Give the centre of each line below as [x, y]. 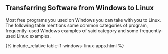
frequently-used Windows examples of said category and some [72, 31]
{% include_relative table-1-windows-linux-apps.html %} [65, 46]
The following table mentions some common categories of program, [77, 25]
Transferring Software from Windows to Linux [80, 8]
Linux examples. [34, 36]
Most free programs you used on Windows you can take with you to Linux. [83, 20]
